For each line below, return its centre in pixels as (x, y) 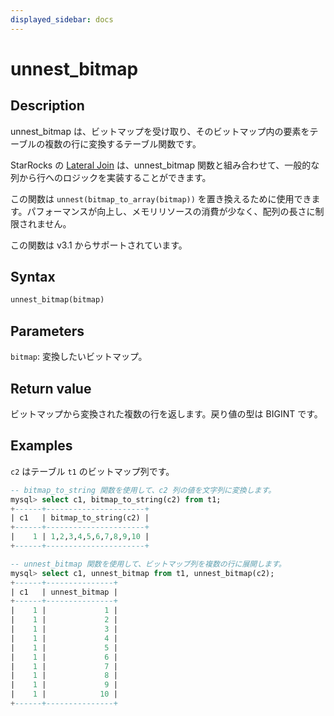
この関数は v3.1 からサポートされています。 (99, 245)
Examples (41, 446)
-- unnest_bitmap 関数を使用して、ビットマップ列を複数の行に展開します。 (148, 564)
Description (47, 106)
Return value (51, 388)
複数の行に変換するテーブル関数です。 (123, 143)
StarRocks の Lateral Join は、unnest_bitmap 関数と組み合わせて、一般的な (165, 165)
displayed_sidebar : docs (62, 19)
